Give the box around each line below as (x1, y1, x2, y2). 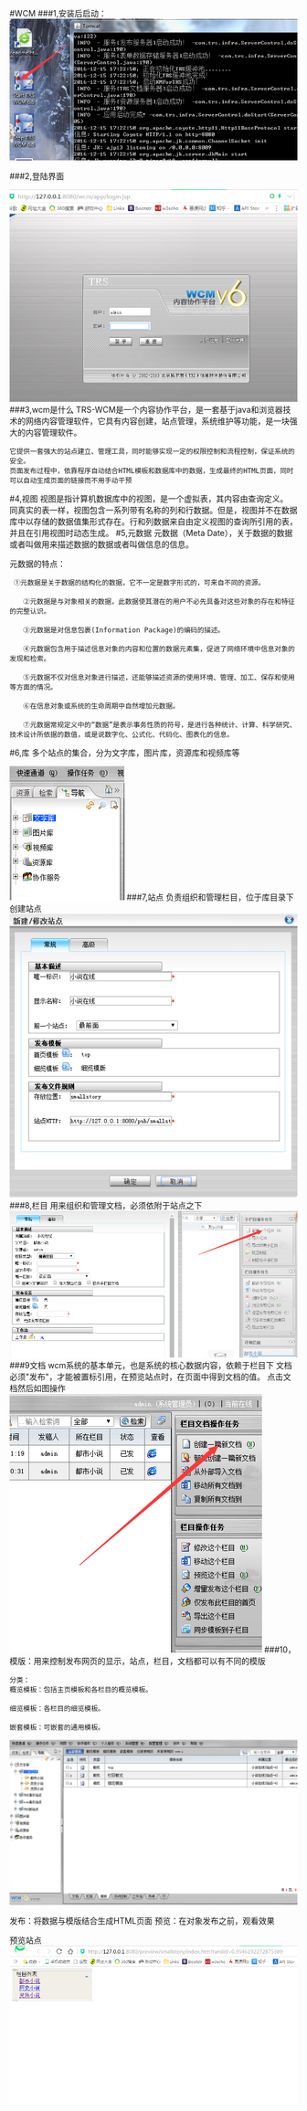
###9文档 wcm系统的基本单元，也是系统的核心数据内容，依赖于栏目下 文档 (9, 1360, 292, 1370)
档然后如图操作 (9, 1383, 66, 1393)
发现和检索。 (9, 654, 51, 663)
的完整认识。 (9, 607, 51, 616)
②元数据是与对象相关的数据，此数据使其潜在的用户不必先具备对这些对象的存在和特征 (22, 596, 295, 606)
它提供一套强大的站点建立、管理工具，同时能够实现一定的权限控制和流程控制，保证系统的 (9, 447, 295, 456)
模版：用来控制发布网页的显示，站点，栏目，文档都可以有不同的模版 (9, 1656, 266, 1666)
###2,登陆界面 (9, 171, 65, 182)
